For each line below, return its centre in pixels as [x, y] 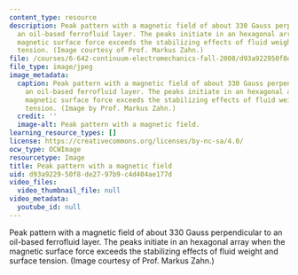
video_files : [33, 183]
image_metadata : [39, 75]
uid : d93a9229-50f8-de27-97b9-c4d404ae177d [91, 174]
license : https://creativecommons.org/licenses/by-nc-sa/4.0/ [126, 141]
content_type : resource [53, 17]
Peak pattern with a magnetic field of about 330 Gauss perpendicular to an [146, 232]
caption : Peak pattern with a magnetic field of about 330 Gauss [141, 83]
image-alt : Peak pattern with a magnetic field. [109, 125]
